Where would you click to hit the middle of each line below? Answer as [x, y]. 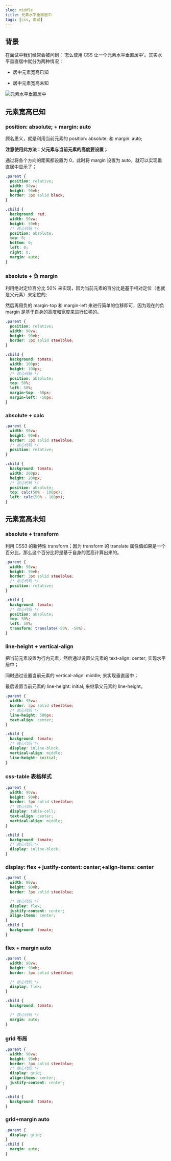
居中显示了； [23, 167]
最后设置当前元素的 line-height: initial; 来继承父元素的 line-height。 [75, 686]
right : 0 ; [20, 252]
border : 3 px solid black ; [38, 195]
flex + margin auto [28, 948]
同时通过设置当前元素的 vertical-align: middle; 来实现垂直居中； [72, 676]
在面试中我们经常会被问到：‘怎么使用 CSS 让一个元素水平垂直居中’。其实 [82, 55]
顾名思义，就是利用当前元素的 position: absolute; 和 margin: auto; [74, 138]
